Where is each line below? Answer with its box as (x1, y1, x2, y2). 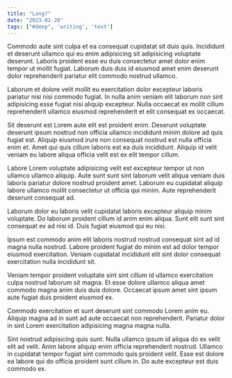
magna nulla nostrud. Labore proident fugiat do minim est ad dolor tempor (7, 243, 219, 251)
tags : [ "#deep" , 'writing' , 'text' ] (7, 23, 113, 30)
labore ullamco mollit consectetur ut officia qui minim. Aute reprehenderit (7, 186, 217, 195)
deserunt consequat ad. (7, 194, 76, 202)
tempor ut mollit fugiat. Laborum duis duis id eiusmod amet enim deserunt (7, 64, 219, 73)
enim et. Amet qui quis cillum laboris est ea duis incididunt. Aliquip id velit (7, 143, 217, 152)
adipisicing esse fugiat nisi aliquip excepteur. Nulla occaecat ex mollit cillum (7, 100, 224, 109)
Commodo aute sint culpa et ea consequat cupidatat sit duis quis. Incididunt (7, 42, 225, 51)
